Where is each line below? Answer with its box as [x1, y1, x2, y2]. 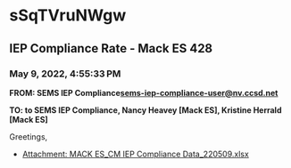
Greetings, [9, 131, 48, 142]
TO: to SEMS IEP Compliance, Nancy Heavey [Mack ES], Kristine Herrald [9, 104, 282, 116]
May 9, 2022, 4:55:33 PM [9, 68, 121, 80]
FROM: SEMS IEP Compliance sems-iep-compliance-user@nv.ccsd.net [9, 87, 279, 98]
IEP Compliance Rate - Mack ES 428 [9, 41, 213, 56]
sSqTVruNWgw [9, 5, 127, 26]
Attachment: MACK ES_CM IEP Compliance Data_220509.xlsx [21, 148, 250, 159]
